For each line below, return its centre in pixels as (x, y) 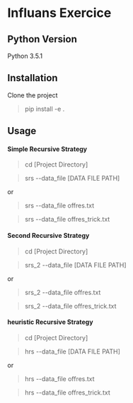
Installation (33, 78)
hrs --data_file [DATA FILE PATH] (72, 351)
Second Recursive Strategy (48, 235)
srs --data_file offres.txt (59, 205)
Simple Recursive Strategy (47, 149)
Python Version (42, 39)
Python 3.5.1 (25, 56)
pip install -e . (45, 109)
